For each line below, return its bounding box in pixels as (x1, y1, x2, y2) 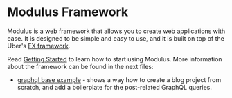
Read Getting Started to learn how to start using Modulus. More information (7, 55, 223, 63)
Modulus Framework (7, 4, 129, 20)
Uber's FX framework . (7, 41, 71, 50)
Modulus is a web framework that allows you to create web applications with (7, 27, 226, 35)
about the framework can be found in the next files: (7, 62, 154, 70)
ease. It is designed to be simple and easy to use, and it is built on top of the (7, 34, 225, 42)
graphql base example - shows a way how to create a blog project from (17, 75, 222, 84)
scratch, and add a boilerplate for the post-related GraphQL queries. (17, 83, 213, 91)
